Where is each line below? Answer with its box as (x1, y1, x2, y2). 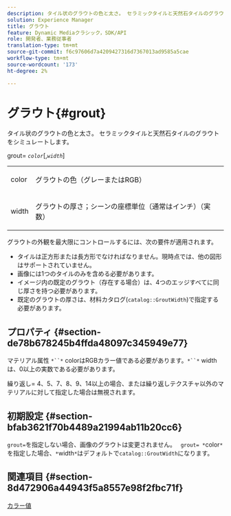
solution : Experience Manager (7, 16, 94, 23)
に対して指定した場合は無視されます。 (30, 388, 140, 396)
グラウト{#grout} (7, 105, 107, 121)
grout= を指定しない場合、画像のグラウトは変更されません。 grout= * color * (7, 440, 223, 449)
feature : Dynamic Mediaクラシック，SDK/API (7, 29, 127, 36)
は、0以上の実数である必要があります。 (7, 365, 119, 373)
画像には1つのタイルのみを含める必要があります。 (16, 269, 158, 278)
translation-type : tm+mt (7, 42, 78, 49)
